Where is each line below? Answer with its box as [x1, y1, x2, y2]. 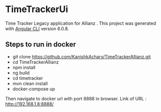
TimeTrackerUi [5, 4, 68, 15]
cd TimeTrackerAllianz [12, 59, 59, 65]
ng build [12, 70, 30, 76]
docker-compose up [12, 86, 56, 92]
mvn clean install [12, 80, 48, 86]
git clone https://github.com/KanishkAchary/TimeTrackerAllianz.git [12, 53, 151, 60]
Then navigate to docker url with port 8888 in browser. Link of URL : [5, 95, 147, 101]
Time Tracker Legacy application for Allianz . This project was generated [5, 20, 156, 26]
